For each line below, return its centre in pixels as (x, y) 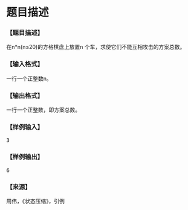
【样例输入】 (25, 127)
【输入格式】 (25, 64)
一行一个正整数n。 (29, 78)
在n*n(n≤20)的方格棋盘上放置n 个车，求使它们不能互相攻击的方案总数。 (96, 47)
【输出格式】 (25, 95)
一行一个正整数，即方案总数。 (43, 110)
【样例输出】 (25, 157)
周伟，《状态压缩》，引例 (35, 201)
